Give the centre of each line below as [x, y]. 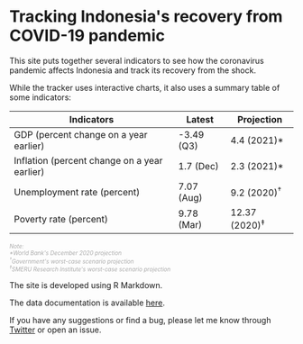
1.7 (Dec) [198, 166]
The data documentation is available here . [87, 303]
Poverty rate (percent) [61, 219]
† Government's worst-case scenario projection [72, 260]
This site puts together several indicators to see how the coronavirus [137, 60]
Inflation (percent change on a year [88, 160]
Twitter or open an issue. [55, 330]
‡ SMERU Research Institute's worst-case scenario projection [90, 268]
